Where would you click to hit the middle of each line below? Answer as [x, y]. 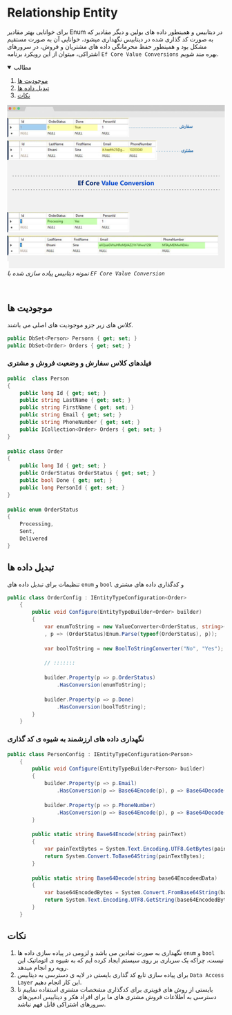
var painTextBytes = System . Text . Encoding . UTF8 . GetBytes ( [129, 849]
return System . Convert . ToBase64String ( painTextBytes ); [125, 856]
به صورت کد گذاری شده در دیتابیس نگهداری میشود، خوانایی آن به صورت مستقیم [110, 39]
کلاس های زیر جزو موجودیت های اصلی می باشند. [70, 325]
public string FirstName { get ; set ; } [77, 408]
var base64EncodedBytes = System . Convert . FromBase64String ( [132, 893]
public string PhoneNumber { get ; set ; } [80, 423]
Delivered [34, 539]
